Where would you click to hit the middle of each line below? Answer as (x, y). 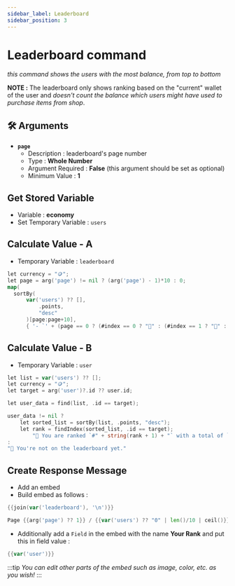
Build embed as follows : (53, 495)
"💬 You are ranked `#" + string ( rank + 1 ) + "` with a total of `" (133, 435)
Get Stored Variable (51, 198)
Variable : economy (46, 215)
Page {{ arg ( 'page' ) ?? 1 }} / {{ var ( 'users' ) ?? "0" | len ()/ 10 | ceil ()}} (119, 520)
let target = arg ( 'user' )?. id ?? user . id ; (70, 391)
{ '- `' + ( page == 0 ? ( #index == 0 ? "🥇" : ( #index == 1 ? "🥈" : (126, 326)
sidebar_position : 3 (37, 20)
